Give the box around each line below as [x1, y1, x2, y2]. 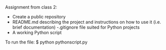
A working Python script [12, 30, 62, 35]
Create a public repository [12, 14, 66, 19]
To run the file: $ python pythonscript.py [5, 39, 88, 45]
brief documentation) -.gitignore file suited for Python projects [12, 24, 140, 30]
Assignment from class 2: [5, 4, 57, 10]
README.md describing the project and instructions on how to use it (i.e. [12, 19, 161, 25]
